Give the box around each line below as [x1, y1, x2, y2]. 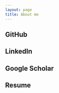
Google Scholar [5, 64, 54, 73]
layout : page [5, 7, 32, 12]
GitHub [5, 30, 28, 39]
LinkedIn [5, 47, 33, 56]
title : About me [5, 12, 39, 17]
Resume [5, 81, 31, 90]
